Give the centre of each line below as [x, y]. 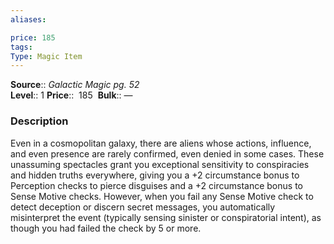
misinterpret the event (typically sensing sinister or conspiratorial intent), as [166, 217]
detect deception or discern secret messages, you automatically [143, 207]
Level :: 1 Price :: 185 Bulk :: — [71, 95]
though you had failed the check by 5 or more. [106, 228]
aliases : [28, 19]
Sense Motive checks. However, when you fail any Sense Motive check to [162, 196]
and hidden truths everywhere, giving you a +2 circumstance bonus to [155, 175]
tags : [21, 47]
